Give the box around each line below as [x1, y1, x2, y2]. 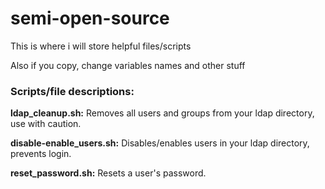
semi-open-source [10, 7, 170, 30]
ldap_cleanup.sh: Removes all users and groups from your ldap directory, [10, 107, 315, 119]
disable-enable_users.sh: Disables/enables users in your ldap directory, [10, 137, 310, 149]
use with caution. [10, 118, 82, 130]
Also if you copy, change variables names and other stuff [10, 59, 246, 71]
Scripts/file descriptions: [10, 84, 135, 98]
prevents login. [10, 148, 72, 160]
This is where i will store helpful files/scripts [10, 40, 192, 52]
